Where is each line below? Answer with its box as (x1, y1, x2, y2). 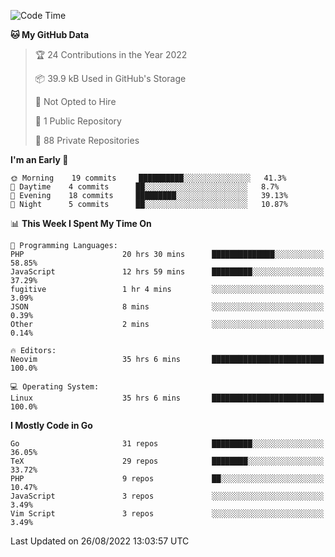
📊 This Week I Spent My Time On (10, 218, 152, 229)
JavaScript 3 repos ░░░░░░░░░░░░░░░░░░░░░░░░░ (10, 491, 325, 501)
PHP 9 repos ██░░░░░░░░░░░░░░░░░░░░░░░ (10, 474, 325, 484)
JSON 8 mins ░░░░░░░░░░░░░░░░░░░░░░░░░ (10, 302, 325, 312)
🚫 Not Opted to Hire (34, 96, 117, 107)
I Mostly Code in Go (10, 420, 93, 431)
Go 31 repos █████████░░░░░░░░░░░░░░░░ (10, 439, 325, 449)
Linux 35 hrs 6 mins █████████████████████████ (10, 393, 325, 403)
